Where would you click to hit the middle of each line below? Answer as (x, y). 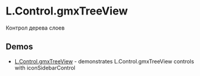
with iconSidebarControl (45, 68)
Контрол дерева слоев (35, 28)
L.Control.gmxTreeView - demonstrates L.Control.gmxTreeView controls (104, 61)
